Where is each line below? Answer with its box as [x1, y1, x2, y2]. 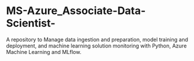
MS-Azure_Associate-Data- [6, 4, 146, 18]
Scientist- [6, 16, 56, 30]
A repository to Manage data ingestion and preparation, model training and [6, 36, 188, 43]
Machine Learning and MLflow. [6, 48, 82, 55]
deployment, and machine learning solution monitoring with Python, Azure [6, 42, 187, 49]
